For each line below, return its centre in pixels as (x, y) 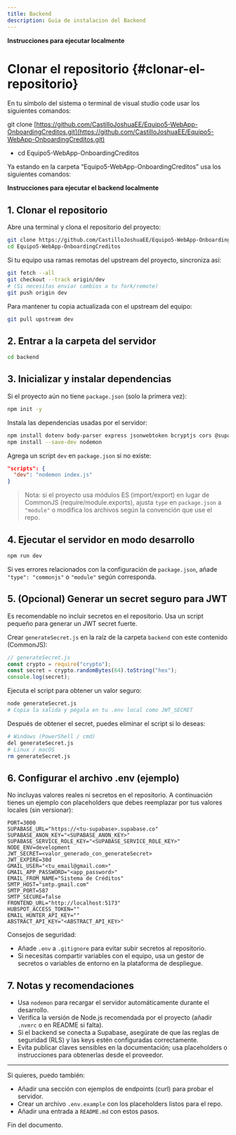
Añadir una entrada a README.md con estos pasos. (88, 1111)
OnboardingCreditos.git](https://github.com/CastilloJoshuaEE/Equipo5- (111, 132)
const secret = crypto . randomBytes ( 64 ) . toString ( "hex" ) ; (92, 670)
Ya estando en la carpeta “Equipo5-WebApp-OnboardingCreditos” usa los (114, 167)
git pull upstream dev (40, 319)
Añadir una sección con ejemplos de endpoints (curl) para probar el (116, 1089)
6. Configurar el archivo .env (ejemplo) (93, 778)
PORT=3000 (22, 823)
